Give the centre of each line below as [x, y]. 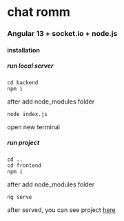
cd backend [23, 83]
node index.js [28, 114]
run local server [30, 66]
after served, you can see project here [61, 210]
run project [23, 143]
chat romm [39, 12]
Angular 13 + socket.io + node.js [62, 34]
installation [23, 50]
